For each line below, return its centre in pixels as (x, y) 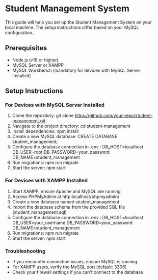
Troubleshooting (25, 251)
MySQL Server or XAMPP (38, 65)
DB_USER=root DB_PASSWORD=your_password (61, 152)
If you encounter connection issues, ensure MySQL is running (75, 262)
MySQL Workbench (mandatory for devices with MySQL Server (76, 70)
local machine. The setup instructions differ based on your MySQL (72, 27)
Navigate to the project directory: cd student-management (71, 126)
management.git (29, 121)
